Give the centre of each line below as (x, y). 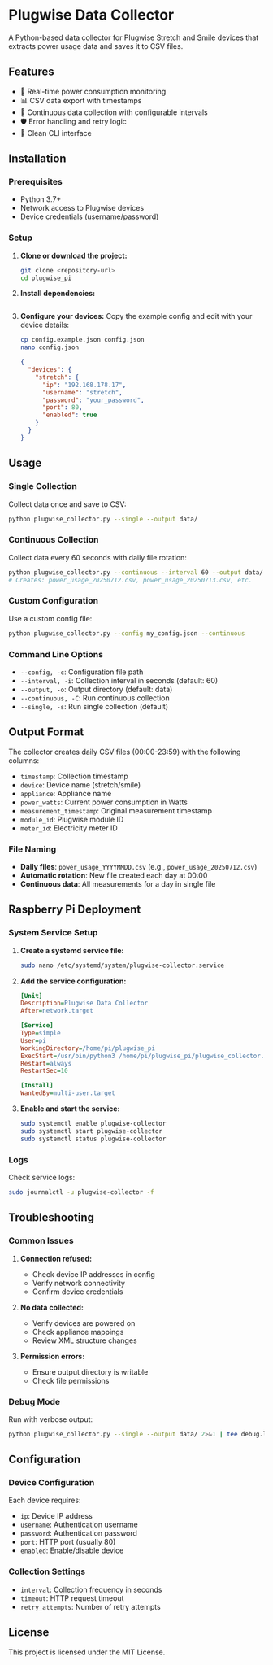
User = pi (33, 1040)
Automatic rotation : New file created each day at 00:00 (114, 875)
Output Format (46, 732)
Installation (37, 159)
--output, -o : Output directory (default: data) (96, 689)
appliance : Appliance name (66, 793)
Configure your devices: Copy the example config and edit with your (136, 316)
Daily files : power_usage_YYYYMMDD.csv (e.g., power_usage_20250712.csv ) (139, 867)
